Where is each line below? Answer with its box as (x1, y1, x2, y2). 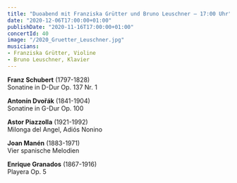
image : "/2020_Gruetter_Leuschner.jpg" (7, 37, 125, 44)
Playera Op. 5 (7, 167, 47, 176)
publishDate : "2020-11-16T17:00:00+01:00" (7, 23, 134, 30)
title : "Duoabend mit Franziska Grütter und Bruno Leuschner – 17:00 (7, 10, 217, 18)
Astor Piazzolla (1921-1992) (7, 118, 88, 126)
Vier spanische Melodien (7, 146, 80, 155)
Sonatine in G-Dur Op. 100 (7, 103, 84, 113)
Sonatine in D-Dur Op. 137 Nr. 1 (7, 82, 97, 91)
